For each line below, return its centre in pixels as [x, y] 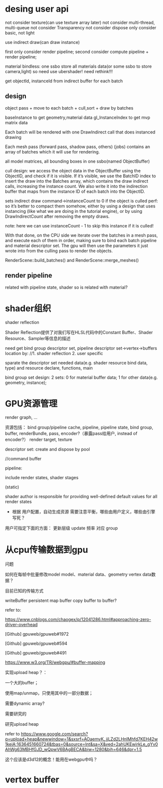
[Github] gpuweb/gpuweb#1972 [37, 634]
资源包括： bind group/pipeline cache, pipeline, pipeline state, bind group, [79, 428]
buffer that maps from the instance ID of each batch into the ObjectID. [75, 191]
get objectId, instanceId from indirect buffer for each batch [64, 81]
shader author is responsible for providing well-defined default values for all [81, 497]
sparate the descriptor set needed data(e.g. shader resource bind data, [76, 363]
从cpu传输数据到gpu [47, 550]
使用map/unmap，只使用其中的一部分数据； [49, 693]
